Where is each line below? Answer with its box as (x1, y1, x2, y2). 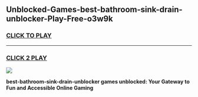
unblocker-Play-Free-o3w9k (6, 14, 113, 24)
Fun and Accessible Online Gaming (6, 84, 94, 91)
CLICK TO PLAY (6, 32, 52, 40)
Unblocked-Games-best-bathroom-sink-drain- (6, 5, 183, 15)
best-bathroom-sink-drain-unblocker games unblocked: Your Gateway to (6, 78, 190, 85)
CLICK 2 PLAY (6, 53, 47, 62)
